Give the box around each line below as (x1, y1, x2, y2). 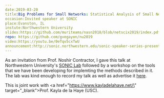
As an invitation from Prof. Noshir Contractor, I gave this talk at (5, 57, 131, 63)
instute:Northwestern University (5, 25, 73, 30)
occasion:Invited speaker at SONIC (5, 16, 78, 21)
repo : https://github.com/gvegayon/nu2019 (5, 35, 93, 40)
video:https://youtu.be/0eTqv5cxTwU (5, 39, 80, 44)
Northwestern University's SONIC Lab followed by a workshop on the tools (5, 62, 155, 68)
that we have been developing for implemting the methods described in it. (5, 67, 154, 73)
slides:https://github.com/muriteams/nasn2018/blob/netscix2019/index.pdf (5, 30, 161, 35)
